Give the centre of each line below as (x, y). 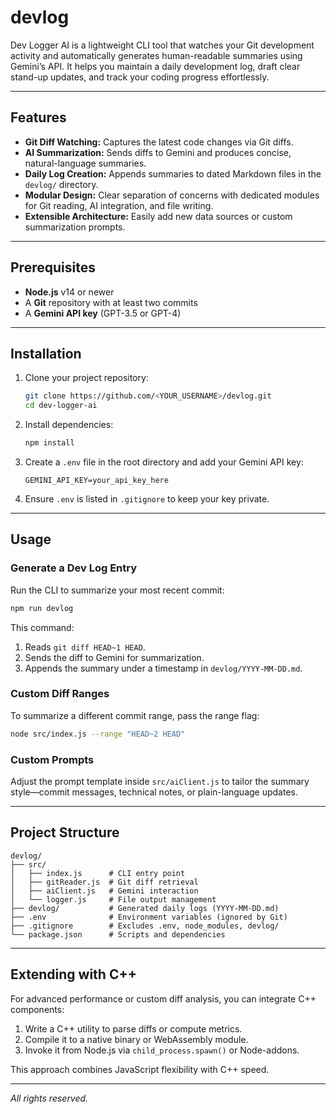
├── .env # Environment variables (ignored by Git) (149, 917)
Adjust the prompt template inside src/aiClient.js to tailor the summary (160, 782)
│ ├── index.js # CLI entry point (98, 873)
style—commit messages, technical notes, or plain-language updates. (154, 792)
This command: (42, 627)
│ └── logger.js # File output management (113, 899)
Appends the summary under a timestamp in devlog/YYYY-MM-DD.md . (163, 668)
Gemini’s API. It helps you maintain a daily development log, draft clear (155, 66)
